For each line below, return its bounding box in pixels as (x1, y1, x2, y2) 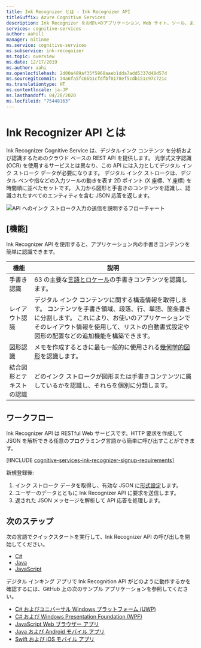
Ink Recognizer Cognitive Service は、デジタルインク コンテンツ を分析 (6, 146, 182, 154)
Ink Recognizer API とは (6, 125, 126, 139)
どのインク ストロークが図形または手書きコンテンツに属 (34, 373, 192, 381)
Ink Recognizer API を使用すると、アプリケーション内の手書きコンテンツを (6, 241, 190, 248)
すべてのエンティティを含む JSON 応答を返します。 (26, 191, 153, 199)
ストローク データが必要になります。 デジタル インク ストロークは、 (13, 169, 181, 176)
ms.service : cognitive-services (6, 43, 87, 49)
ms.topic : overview (6, 53, 55, 59)
